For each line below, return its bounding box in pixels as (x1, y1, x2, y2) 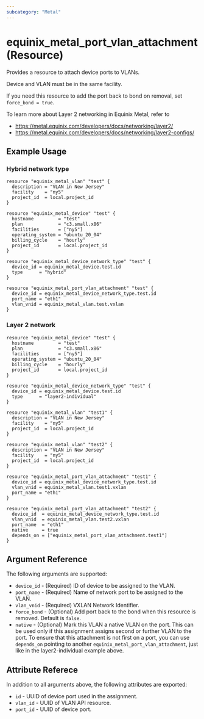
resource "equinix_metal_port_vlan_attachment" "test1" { (6, 474, 157, 480)
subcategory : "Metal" (6, 9, 62, 15)
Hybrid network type (6, 164, 69, 173)
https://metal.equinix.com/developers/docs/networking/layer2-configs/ (15, 129, 195, 136)
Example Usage (6, 146, 67, 156)
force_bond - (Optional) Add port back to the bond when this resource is (15, 608, 196, 615)
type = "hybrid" (12, 269, 67, 275)
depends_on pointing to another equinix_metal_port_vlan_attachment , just (15, 640, 199, 648)
